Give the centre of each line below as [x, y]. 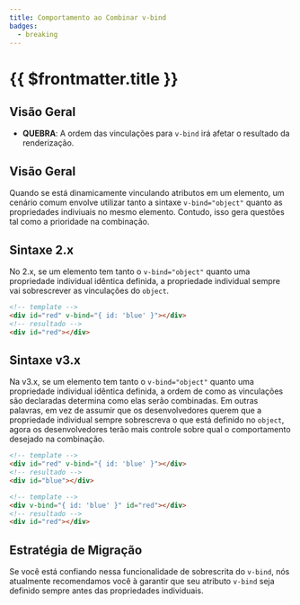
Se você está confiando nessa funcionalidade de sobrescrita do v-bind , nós [150, 572]
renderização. [48, 143]
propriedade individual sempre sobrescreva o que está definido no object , [147, 420]
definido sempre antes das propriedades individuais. [106, 591]
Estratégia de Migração [76, 550]
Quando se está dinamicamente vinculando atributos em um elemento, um [147, 193]
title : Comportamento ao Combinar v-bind [88, 18]
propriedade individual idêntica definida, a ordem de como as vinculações [146, 391]
